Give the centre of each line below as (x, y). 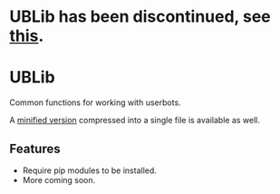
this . (27, 36)
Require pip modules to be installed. (89, 170)
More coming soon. (59, 179)
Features (35, 148)
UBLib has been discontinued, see (140, 17)
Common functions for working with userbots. (95, 102)
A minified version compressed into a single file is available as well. (135, 121)
